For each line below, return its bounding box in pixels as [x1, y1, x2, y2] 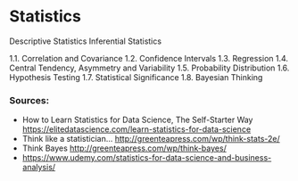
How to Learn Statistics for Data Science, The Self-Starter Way [21, 114, 253, 126]
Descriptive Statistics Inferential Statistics [9, 36, 162, 46]
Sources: [9, 94, 50, 106]
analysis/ [21, 162, 56, 173]
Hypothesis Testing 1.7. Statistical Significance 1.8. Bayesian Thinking [9, 71, 263, 82]
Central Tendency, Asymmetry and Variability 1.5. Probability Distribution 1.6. [9, 62, 290, 73]
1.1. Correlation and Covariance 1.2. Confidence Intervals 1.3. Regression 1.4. [9, 53, 288, 63]
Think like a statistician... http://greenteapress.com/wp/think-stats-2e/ [21, 134, 281, 144]
